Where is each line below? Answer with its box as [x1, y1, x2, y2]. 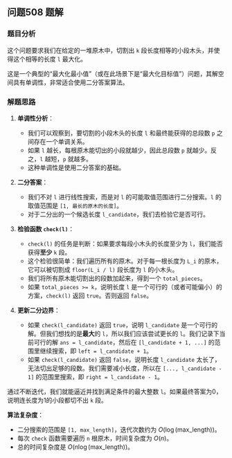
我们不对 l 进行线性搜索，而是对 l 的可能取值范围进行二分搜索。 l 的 [27, 192, 222, 201]
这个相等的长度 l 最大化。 [12, 55, 87, 63]
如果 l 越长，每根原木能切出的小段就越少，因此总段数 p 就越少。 [27, 146, 211, 154]
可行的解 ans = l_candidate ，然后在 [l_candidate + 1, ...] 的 [33, 338, 215, 346]
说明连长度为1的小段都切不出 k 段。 [7, 396, 107, 404]
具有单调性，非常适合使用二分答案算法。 [12, 78, 129, 86]
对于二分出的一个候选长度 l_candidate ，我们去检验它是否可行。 [27, 210, 210, 218]
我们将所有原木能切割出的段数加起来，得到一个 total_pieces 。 [27, 274, 206, 282]
